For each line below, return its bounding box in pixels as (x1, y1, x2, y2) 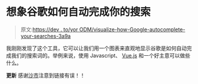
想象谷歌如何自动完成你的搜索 (6, 5, 151, 19)
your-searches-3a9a (20, 32, 71, 39)
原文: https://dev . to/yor (20, 26, 78, 33)
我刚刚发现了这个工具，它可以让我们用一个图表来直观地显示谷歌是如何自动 (6, 45, 187, 52)
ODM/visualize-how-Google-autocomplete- (79, 26, 186, 33)
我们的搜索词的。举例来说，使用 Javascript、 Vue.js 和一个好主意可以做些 (11, 52, 190, 59)
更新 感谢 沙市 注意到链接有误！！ (6, 72, 85, 79)
